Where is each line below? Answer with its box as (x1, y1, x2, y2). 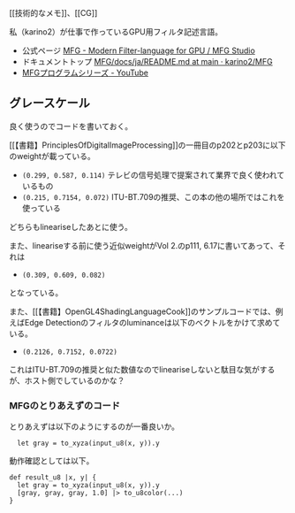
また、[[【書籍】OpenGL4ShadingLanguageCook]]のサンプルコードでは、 (9, 306, 276, 317)
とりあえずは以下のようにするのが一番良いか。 (9, 421, 179, 432)
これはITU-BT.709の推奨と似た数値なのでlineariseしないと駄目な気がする (9, 364, 276, 374)
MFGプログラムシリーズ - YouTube (21, 67, 148, 78)
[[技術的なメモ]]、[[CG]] (9, 8, 98, 18)
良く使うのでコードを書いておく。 (9, 120, 133, 131)
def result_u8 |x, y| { (9, 473, 97, 482)
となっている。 (9, 287, 64, 298)
